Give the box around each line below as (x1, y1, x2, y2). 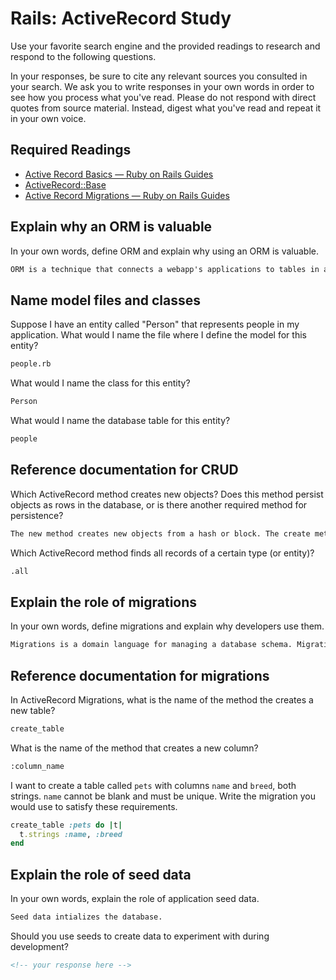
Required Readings (10, 142, 132, 159)
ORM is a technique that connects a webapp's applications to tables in (10, 264, 320, 274)
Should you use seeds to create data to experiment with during (10, 930, 270, 942)
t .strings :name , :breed (19, 829, 123, 839)
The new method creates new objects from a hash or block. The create (10, 528, 311, 539)
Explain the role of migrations (10, 593, 198, 611)
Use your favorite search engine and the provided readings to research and (10, 40, 321, 52)
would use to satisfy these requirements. (10, 800, 178, 812)
